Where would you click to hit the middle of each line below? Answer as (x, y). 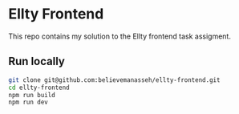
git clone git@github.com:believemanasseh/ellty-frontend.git (114, 80)
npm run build (32, 95)
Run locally (37, 61)
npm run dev (28, 102)
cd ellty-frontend (39, 88)
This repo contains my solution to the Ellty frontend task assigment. (119, 36)
